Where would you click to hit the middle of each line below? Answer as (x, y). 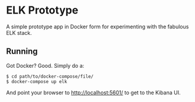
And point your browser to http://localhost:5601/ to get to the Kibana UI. (93, 93)
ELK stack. (19, 32)
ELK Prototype (42, 10)
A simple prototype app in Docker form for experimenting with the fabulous (97, 27)
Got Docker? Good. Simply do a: (45, 65)
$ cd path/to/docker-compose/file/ (50, 76)
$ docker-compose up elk (37, 81)
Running (22, 52)
